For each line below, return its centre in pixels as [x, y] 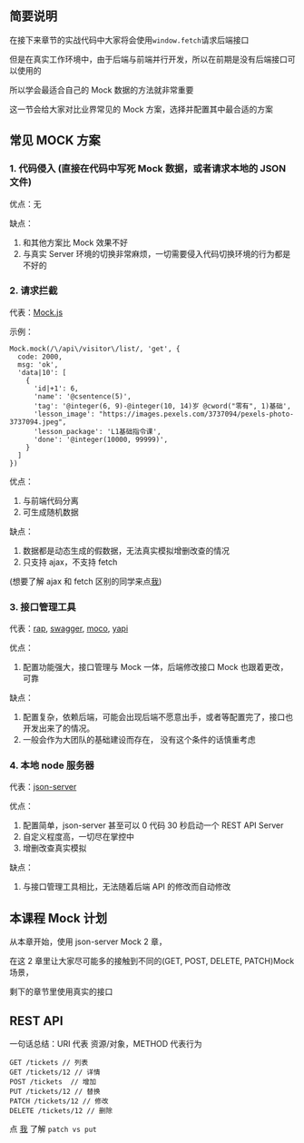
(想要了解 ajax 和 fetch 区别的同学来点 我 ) [86, 581]
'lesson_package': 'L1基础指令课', [97, 431]
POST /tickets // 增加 [53, 1082]
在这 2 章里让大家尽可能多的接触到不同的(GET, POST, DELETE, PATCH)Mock [152, 961]
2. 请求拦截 [34, 291]
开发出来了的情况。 [59, 728]
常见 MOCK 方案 [55, 140]
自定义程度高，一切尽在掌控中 [78, 837]
